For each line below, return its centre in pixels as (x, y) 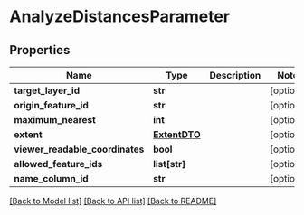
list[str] (169, 164)
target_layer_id (47, 90)
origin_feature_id (51, 105)
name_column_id (51, 178)
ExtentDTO (176, 135)
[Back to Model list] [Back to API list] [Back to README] (113, 201)
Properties (40, 50)
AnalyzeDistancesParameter (120, 17)
